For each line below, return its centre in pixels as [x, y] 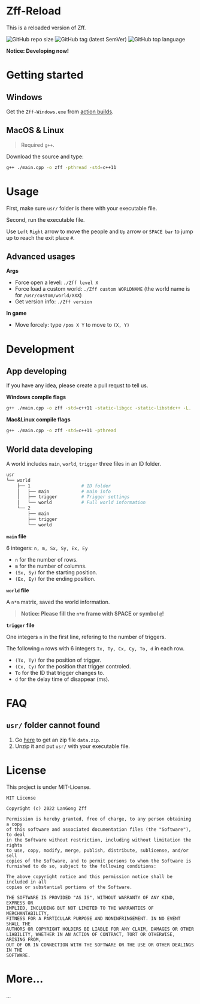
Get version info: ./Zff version [54, 301]
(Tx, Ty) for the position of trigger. [58, 660]
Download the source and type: [45, 156]
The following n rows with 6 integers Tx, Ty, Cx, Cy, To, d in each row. [96, 648]
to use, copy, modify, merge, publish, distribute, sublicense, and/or [97, 850]
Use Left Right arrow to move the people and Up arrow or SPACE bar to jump [100, 231]
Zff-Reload [34, 11]
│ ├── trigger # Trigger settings [73, 497]
